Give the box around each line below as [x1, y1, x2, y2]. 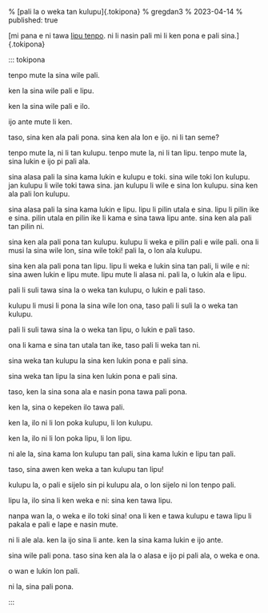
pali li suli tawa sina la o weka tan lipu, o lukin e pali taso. [8, 325, 195, 334]
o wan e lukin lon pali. [8, 567, 80, 575]
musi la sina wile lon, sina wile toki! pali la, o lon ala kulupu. [8, 246, 202, 255]
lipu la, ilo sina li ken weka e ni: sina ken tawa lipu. [8, 496, 173, 505]
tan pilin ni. [8, 222, 45, 231]
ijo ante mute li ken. [8, 117, 73, 127]
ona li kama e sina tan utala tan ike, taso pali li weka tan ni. [8, 341, 201, 349]
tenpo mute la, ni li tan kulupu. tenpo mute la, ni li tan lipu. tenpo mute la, [8, 148, 247, 157]
